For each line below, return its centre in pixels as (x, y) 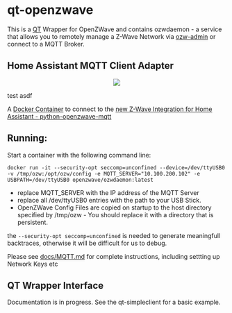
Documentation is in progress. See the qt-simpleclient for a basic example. (114, 302)
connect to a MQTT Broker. (46, 44)
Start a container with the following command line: (79, 155)
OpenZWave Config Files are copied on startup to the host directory (114, 208)
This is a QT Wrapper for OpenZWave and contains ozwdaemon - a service (115, 29)
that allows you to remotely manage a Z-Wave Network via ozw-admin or (111, 36)
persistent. (33, 222)
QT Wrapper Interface (56, 286)
